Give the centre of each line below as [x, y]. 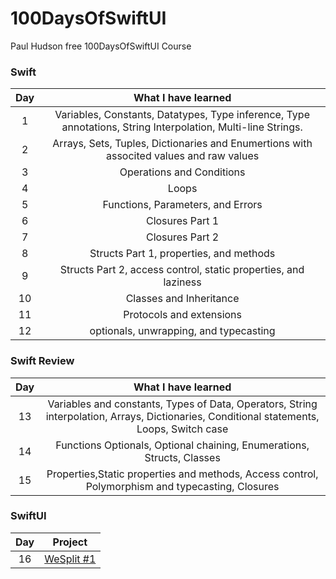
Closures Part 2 [182, 237]
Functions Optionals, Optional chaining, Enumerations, [182, 445]
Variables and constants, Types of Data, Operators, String [182, 404]
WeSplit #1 [70, 559]
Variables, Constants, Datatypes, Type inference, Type [182, 115]
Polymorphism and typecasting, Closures [182, 486]
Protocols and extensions [182, 315]
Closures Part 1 [182, 221]
